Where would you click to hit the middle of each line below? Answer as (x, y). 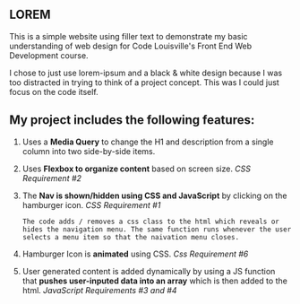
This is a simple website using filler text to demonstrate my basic (129, 36)
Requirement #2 (52, 178)
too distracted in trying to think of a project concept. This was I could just (144, 82)
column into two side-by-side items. (89, 151)
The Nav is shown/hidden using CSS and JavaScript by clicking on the (154, 195)
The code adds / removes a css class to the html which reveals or (150, 221)
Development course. (49, 55)
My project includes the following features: (132, 120)
